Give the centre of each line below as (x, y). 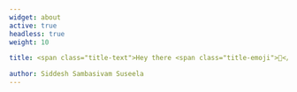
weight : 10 (29, 42)
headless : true (37, 34)
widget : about (35, 17)
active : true (33, 26)
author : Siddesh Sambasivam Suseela (76, 74)
